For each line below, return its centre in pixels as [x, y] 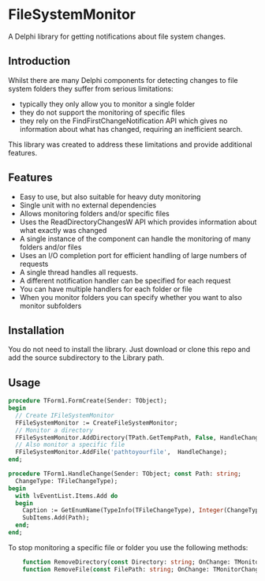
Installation [36, 330]
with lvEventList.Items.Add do [67, 496]
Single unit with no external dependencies [88, 205]
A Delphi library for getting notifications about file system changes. [117, 36]
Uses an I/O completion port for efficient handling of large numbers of [133, 255]
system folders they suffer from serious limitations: [91, 88]
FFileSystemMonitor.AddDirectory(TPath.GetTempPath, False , [116, 437]
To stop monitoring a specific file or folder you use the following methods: [128, 547]
